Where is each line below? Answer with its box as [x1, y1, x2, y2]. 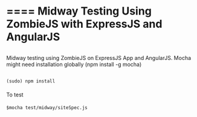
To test [6, 91, 24, 98]
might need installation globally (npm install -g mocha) [6, 61, 142, 68]
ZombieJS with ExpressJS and [6, 17, 163, 31]
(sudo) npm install [6, 78, 56, 84]
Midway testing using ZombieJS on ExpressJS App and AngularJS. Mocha [6, 54, 192, 61]
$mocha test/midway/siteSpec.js [6, 105, 88, 111]
